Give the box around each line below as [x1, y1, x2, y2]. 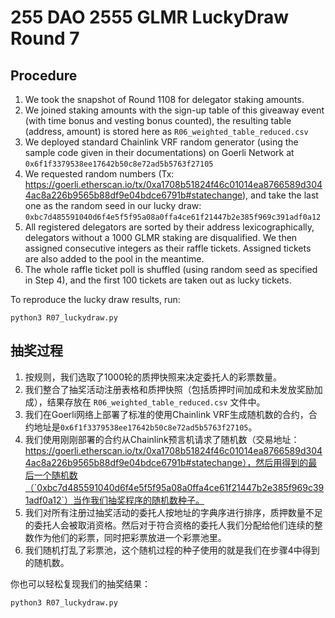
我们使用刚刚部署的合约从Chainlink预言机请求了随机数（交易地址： [24, 433, 300, 445]
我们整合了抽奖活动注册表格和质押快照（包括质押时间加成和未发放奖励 [24, 383, 315, 395]
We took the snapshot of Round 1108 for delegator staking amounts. [24, 94, 305, 105]
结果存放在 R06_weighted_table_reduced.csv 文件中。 [46, 396, 266, 408]
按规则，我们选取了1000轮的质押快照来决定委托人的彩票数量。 [24, 371, 282, 383]
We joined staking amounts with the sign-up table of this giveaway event [24, 104, 325, 116]
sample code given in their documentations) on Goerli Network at [24, 147, 295, 158]
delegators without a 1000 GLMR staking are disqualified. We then [24, 232, 298, 243]
